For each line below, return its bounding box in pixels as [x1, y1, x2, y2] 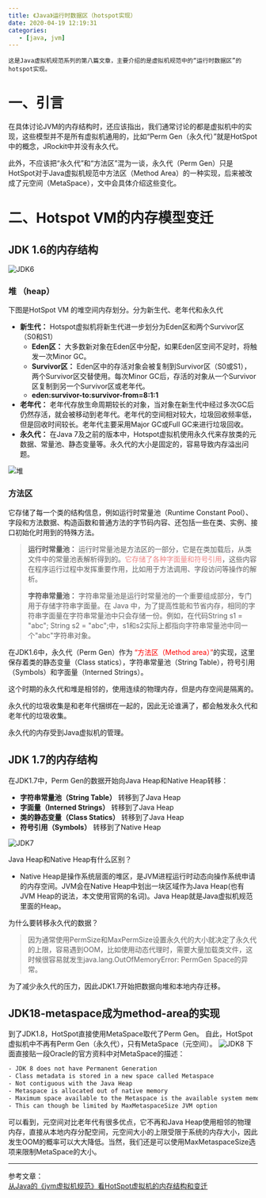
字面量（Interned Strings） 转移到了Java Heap [19, 802, 174, 812]
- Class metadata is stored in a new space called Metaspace [8, 1072, 215, 1081]
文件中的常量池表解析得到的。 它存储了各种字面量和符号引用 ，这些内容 [27, 554, 257, 564]
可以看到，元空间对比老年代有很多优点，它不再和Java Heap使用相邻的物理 [8, 1117, 252, 1127]
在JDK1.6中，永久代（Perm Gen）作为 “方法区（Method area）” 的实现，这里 [8, 647, 256, 656]
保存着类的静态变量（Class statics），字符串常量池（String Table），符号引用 [8, 657, 256, 667]
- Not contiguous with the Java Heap [8, 1080, 133, 1088]
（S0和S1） [19, 332, 58, 342]
